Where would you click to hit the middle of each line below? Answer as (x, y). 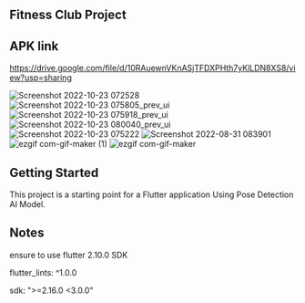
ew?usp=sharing (41, 78)
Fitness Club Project (68, 15)
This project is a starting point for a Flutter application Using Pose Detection (152, 194)
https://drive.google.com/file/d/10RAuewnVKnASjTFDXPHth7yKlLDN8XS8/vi (152, 68)
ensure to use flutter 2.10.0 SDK (69, 255)
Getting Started (54, 172)
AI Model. (27, 204)
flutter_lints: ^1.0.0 (43, 272)
